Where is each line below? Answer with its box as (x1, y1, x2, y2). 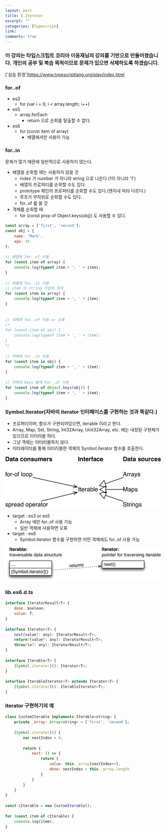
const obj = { (5, 228, 35, 233)
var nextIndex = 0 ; (23, 735, 63, 740)
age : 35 (14, 238, 30, 244)
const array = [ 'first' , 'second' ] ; (5, 223, 81, 228)
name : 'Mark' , (14, 234, 43, 238)
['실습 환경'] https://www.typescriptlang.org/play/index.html (5, 72, 125, 78)
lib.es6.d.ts (5, 589, 33, 596)
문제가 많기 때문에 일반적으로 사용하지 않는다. (5, 159, 93, 165)
